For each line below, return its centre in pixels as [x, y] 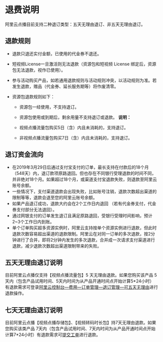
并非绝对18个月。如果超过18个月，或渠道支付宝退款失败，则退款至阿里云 [84, 179]
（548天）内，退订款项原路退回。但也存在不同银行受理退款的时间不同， [84, 173]
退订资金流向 [24, 155]
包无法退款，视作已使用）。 [39, 70]
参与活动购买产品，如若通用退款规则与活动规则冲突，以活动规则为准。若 [84, 80]
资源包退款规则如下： [33, 96]
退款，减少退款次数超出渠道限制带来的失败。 [57, 246]
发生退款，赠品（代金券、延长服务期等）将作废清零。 [65, 86]
